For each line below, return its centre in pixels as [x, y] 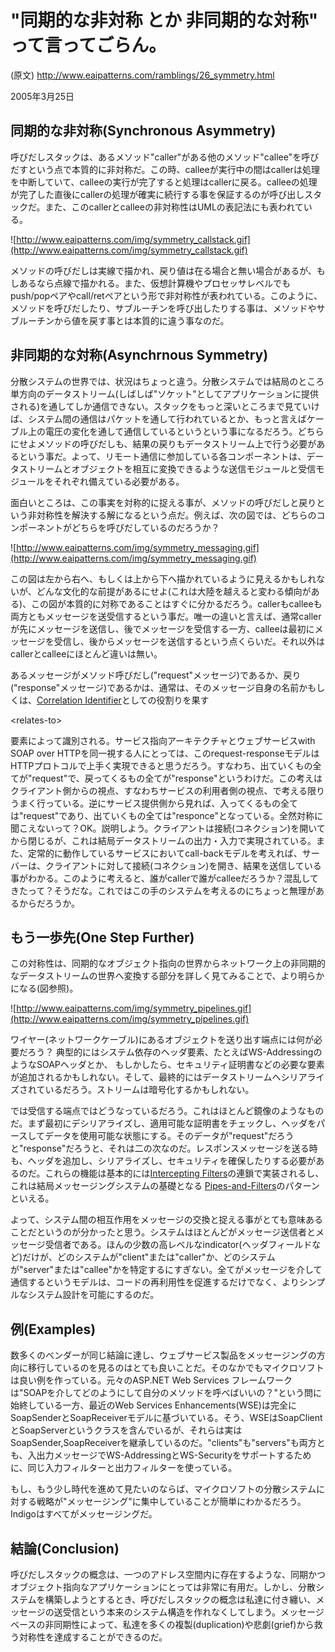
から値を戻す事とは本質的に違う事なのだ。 [141, 320]
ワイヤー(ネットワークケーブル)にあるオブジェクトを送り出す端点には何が [162, 1040]
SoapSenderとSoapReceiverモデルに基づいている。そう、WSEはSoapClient [166, 1418]
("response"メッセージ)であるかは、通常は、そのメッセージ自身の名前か [159, 687]
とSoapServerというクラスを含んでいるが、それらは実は [126, 1430]
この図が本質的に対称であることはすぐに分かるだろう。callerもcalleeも [177, 603]
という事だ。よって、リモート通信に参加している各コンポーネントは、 [162, 456]
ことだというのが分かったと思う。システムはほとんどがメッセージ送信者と [163, 1232]
